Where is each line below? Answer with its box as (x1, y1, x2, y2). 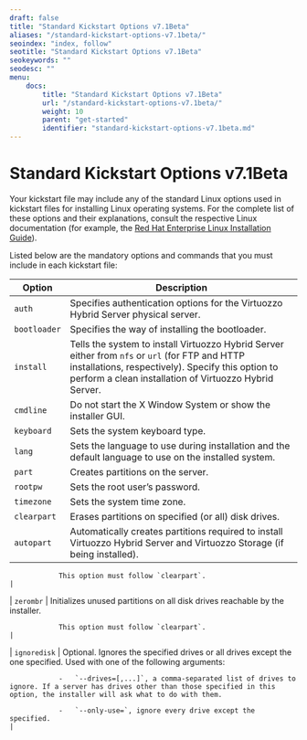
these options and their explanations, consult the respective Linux (9, 212, 258, 224)
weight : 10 (42, 107, 84, 116)
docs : (26, 81, 48, 90)
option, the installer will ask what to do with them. (9, 690, 223, 699)
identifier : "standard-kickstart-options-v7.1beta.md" (42, 124, 256, 133)
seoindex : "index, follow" (9, 38, 112, 48)
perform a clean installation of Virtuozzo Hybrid (69, 372, 274, 385)
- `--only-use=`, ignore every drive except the (58, 705, 256, 715)
